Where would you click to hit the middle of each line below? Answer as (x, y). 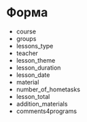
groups (26, 38)
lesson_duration (38, 67)
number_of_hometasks (48, 89)
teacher (27, 53)
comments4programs (47, 111)
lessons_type (35, 46)
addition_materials (42, 104)
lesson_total (33, 96)
